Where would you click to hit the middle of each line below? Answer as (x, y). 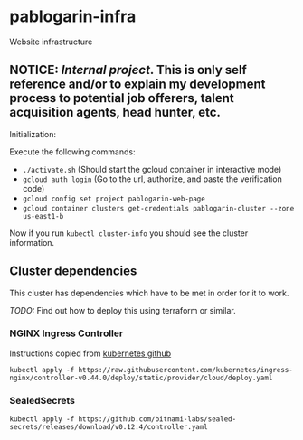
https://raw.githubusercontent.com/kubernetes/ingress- (186, 370)
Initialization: (33, 134)
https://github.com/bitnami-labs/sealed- (157, 419)
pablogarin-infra (73, 17)
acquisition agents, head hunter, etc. (115, 112)
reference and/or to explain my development (137, 84)
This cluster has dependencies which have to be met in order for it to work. (149, 293)
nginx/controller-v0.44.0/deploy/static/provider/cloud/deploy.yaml (141, 378)
